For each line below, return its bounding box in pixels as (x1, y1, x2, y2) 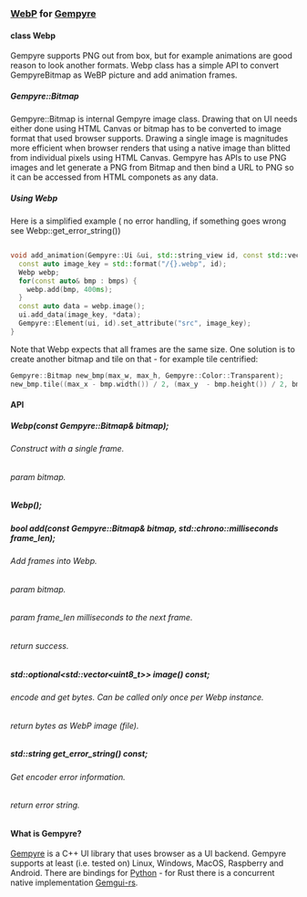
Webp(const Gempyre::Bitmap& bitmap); (10, 420, 169, 431)
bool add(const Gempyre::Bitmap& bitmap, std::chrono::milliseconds (10, 523, 279, 534)
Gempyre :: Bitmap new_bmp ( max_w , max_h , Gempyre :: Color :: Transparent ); (10, 370, 284, 381)
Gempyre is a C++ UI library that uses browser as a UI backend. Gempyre (10, 848, 286, 860)
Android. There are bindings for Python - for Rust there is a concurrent (10, 868, 275, 879)
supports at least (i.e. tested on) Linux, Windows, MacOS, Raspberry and (10, 858, 284, 869)
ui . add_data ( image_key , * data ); (18, 310, 142, 319)
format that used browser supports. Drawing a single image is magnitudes (10, 133, 289, 144)
